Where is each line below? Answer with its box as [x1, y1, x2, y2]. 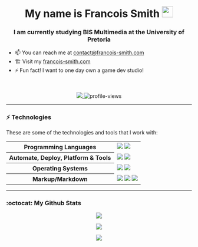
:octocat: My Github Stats [6, 199, 81, 207]
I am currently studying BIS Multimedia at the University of [14, 28, 184, 37]
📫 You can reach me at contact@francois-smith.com [14, 49, 144, 56]
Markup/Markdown [32, 174, 88, 183]
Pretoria [87, 35, 111, 44]
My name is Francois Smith [24, 7, 160, 21]
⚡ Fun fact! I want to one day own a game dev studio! [14, 67, 144, 74]
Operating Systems [32, 164, 88, 172]
